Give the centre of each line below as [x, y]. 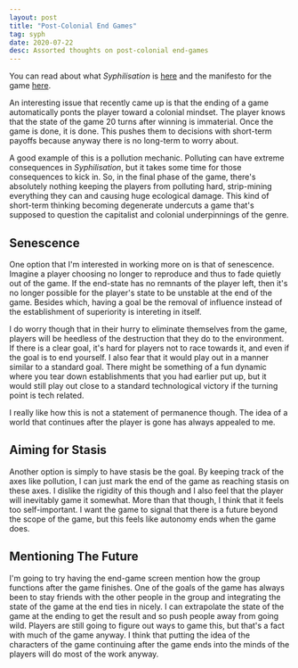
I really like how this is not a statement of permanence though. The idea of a [149, 412]
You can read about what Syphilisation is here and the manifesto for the [141, 76]
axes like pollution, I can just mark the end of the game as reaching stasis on [149, 481]
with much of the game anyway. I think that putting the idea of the [130, 635]
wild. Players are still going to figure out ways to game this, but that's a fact [147, 625]
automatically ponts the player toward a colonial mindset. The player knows [148, 112]
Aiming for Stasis [58, 450]
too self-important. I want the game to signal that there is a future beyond [144, 509]
